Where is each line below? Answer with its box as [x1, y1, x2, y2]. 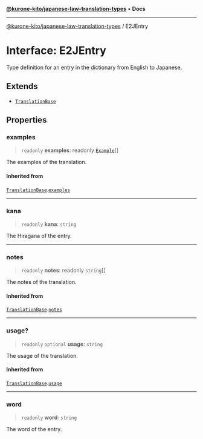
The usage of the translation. [6, 352, 79, 359]
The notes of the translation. [6, 279, 77, 286]
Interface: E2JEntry [6, 44, 107, 58]
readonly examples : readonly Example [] [21, 147, 119, 154]
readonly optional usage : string [21, 340, 103, 348]
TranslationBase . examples [6, 186, 71, 193]
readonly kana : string [21, 220, 77, 228]
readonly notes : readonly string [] [21, 266, 106, 274]
